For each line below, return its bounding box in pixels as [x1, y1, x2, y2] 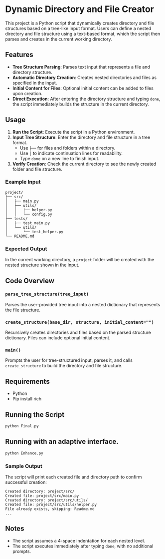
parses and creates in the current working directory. [5, 36, 112, 42]
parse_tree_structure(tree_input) [5, 291, 89, 297]
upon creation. [12, 90, 43, 96]
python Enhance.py [5, 450, 43, 456]
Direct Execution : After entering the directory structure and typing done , [12, 96, 161, 102]
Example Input [5, 179, 41, 186]
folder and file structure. [12, 166, 62, 172]
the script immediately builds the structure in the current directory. [12, 101, 149, 107]
